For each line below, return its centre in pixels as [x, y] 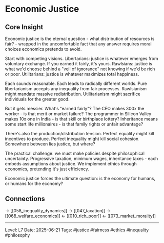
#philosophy [18, 235]
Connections [25, 199]
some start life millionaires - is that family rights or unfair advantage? [74, 124]
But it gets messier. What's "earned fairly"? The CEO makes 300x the [75, 109]
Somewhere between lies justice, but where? [50, 144]
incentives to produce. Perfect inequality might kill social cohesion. [72, 139]
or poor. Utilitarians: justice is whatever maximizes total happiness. [72, 74]
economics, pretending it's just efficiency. [47, 169]
